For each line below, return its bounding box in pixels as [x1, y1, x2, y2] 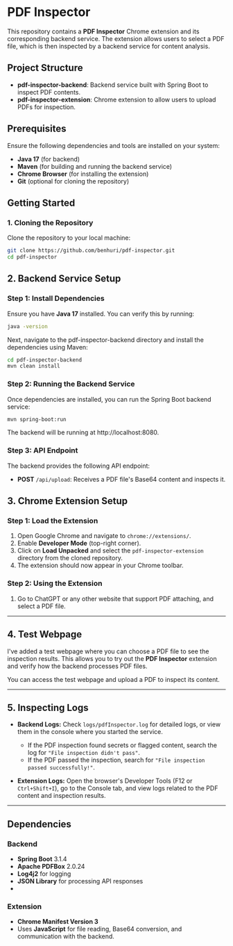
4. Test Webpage [7, 628, 83, 640]
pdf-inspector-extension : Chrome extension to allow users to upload [17, 95, 216, 104]
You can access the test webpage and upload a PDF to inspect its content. [7, 675, 220, 683]
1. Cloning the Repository [7, 218, 94, 227]
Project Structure [7, 62, 83, 74]
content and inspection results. [17, 792, 106, 800]
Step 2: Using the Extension [7, 578, 103, 588]
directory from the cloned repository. [17, 554, 123, 562]
